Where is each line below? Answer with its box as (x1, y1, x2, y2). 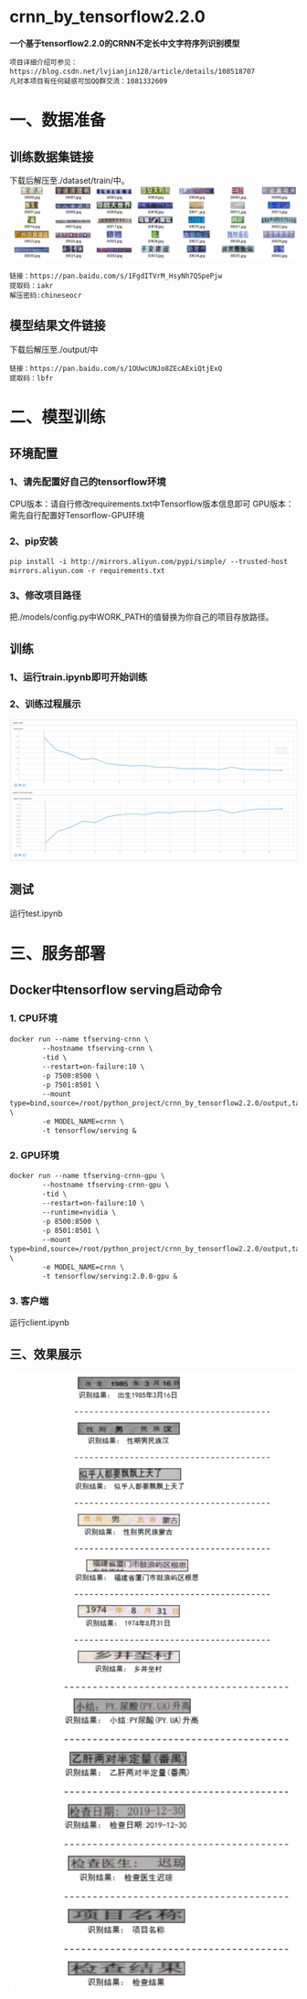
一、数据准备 (9, 110, 107, 131)
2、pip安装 (9, 535, 58, 548)
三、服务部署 (9, 943, 107, 963)
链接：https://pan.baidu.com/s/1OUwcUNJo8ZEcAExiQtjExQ (9, 364, 223, 373)
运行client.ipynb (9, 1317, 70, 1328)
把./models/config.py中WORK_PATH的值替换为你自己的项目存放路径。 (9, 611, 274, 622)
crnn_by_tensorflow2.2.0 (9, 6, 206, 27)
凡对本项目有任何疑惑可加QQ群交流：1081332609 (9, 76, 168, 86)
